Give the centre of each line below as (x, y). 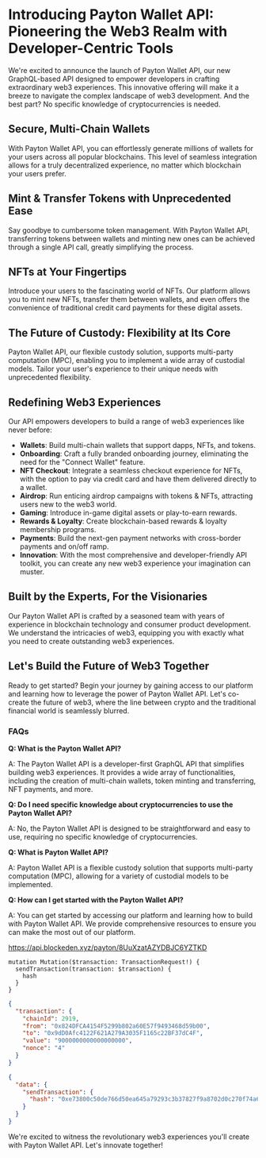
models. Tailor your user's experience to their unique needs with (113, 369)
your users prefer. (38, 173)
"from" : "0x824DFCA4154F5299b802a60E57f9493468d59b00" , (117, 1026)
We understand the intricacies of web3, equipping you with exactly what (126, 632)
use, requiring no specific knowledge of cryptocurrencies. (103, 836)
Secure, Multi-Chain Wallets (79, 129)
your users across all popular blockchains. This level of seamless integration (133, 156)
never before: (30, 430)
